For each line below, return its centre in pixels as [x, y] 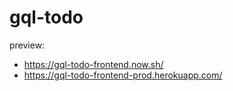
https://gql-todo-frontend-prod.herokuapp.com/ [123, 75]
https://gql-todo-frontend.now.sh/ [93, 64]
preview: [27, 45]
